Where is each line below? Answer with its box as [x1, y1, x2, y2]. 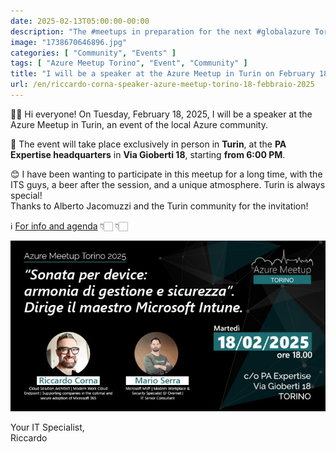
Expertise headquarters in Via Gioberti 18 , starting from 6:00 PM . [10, 148, 286, 160]
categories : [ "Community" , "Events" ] [10, 48, 177, 58]
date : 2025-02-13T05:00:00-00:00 [10, 16, 150, 26]
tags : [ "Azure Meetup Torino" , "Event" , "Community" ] [10, 58, 248, 69]
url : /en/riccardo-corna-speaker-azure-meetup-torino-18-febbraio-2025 [10, 80, 315, 90]
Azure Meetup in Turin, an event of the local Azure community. [10, 118, 268, 130]
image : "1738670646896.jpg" [10, 37, 128, 47]
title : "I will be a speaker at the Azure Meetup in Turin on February [10, 69, 315, 79]
